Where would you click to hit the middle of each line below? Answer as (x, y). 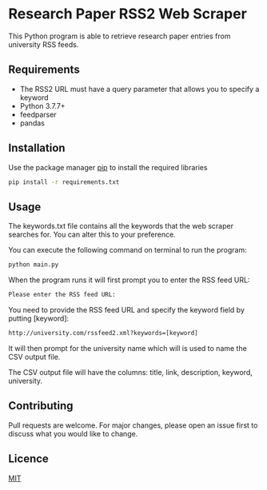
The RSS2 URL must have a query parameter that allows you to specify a (139, 89)
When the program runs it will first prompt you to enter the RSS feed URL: (129, 280)
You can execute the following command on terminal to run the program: (128, 250)
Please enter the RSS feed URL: (62, 295)
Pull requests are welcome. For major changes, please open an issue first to (133, 425)
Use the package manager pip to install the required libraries (108, 167)
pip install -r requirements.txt (64, 182)
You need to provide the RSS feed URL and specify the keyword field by (127, 310)
